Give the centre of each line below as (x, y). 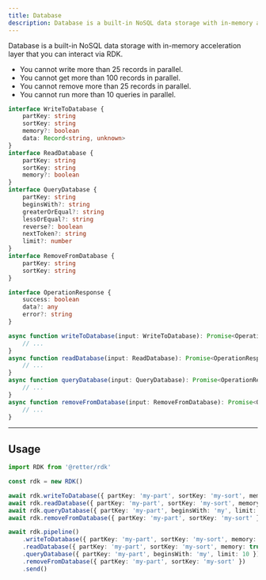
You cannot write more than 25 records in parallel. (101, 69)
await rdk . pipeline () (44, 532)
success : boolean (51, 300)
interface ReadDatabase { (51, 153)
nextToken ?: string (55, 234)
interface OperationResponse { (60, 292)
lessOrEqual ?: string (58, 219)
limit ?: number (47, 241)
